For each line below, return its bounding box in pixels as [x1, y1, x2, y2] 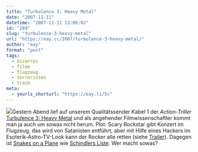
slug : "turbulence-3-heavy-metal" [6, 31, 92, 37]
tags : [6, 53, 20, 59]
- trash [11, 80, 31, 86]
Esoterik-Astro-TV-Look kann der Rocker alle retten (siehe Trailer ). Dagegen [6, 133, 191, 140]
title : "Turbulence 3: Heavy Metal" [6, 8, 97, 15]
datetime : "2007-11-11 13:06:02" [6, 20, 89, 25]
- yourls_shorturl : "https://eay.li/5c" [11, 91, 113, 97]
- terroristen [11, 75, 46, 80]
